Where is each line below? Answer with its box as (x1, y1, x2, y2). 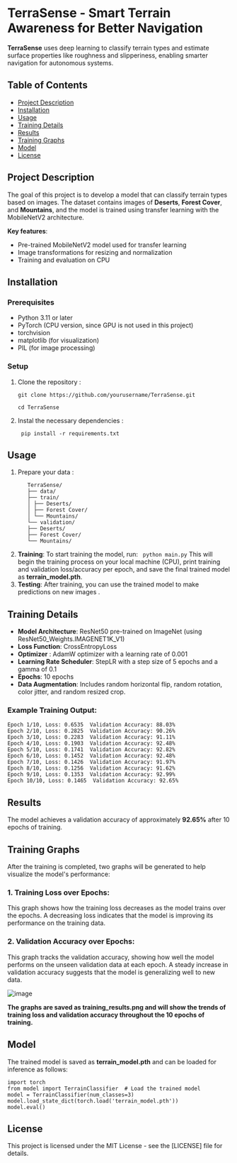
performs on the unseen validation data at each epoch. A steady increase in (7, 960, 229, 968)
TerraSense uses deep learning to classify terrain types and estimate (7, 43, 210, 52)
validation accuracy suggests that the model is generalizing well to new (7, 968, 216, 976)
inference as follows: (7, 1065, 69, 1074)
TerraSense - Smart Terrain (7, 5, 171, 21)
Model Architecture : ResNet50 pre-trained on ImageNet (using (17, 627, 202, 636)
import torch (7, 1079, 46, 1086)
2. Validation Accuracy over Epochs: (7, 937, 135, 946)
